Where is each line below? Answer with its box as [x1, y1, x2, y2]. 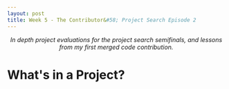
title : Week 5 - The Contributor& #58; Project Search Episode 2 [7, 17, 196, 23]
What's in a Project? [7, 67, 125, 83]
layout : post [7, 10, 45, 17]
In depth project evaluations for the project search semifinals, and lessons [10, 35, 223, 43]
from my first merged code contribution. [59, 43, 174, 51]
